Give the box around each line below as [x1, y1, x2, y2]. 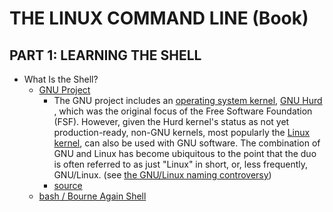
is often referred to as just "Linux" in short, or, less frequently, [53, 158, 309, 170]
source [53, 180, 83, 191]
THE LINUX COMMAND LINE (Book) [9, 7, 309, 30]
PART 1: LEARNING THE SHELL [9, 47, 202, 64]
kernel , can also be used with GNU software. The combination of [53, 137, 321, 149]
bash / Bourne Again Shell [38, 190, 147, 202]
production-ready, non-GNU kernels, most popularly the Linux [53, 127, 311, 138]
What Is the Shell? [23, 73, 99, 85]
